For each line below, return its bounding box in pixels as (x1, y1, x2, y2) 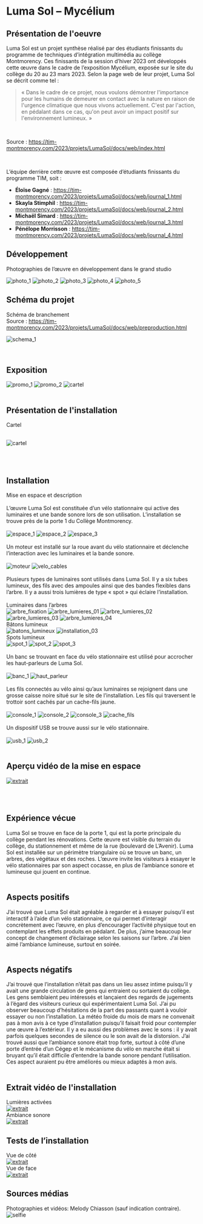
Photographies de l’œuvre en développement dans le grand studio (6, 265, 171, 272)
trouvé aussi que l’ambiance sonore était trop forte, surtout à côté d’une (6, 1039, 185, 1046)
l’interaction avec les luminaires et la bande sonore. (6, 550, 135, 557)
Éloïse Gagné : (15, 187, 53, 193)
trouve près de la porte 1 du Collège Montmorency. (6, 517, 133, 525)
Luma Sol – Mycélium (6, 4, 115, 18)
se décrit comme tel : (6, 77, 59, 84)
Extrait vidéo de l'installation (6, 1082, 117, 1093)
